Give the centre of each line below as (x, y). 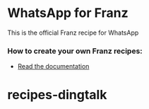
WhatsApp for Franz (68, 13)
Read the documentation (53, 67)
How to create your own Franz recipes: (75, 51)
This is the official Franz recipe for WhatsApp (73, 33)
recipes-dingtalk (57, 95)
